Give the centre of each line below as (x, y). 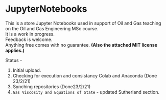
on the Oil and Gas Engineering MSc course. (52, 28)
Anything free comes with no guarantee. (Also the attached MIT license (81, 45)
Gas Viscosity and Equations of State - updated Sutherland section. (86, 92)
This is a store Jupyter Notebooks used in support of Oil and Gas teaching (83, 23)
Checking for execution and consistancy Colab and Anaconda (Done (85, 75)
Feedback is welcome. (29, 39)
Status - (14, 60)
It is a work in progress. (30, 34)
